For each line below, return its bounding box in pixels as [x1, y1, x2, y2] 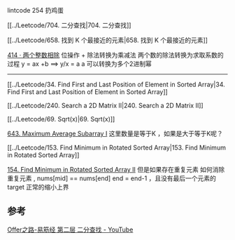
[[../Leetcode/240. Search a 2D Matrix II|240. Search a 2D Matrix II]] [7, 101, 204, 109]
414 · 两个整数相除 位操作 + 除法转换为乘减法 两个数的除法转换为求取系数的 [7, 51, 224, 59]
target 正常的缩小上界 [7, 183, 69, 191]
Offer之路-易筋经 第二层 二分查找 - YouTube [7, 225, 134, 234]
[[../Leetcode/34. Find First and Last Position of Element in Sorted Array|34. [7, 80, 225, 88]
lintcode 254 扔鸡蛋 [7, 6, 64, 14]
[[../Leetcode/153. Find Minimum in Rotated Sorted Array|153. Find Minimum [7, 143, 226, 152]
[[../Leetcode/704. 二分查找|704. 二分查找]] [7, 21, 131, 29]
